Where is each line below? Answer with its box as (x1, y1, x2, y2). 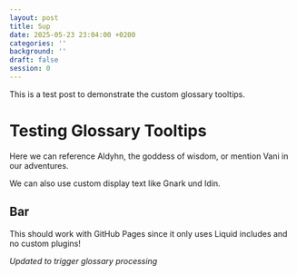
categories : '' (9, 38, 67, 48)
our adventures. (9, 160, 69, 171)
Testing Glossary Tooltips (9, 121, 207, 142)
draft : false (9, 55, 59, 64)
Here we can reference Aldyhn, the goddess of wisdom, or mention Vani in (9, 151, 289, 162)
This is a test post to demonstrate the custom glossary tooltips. (9, 88, 245, 100)
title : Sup (9, 22, 51, 31)
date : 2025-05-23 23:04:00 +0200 (9, 30, 136, 39)
